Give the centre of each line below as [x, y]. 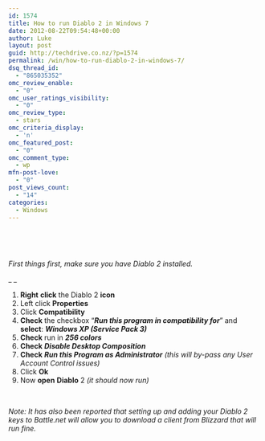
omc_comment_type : [39, 157]
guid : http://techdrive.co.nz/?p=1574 [73, 53]
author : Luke [30, 38]
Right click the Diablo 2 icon [67, 295]
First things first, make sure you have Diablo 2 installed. [100, 264]
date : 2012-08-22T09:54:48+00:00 [64, 31]
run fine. [22, 429]
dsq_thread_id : [34, 68]
